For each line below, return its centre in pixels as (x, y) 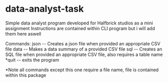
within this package (26, 75)
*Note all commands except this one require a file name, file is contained (82, 70)
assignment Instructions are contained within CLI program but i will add (80, 28)
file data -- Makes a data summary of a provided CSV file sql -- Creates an (84, 49)
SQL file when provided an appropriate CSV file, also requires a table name (84, 54)
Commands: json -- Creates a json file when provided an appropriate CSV (83, 43)
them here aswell (23, 34)
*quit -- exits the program (32, 60)
